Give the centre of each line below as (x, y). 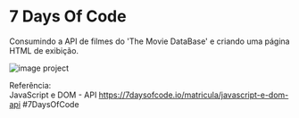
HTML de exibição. (44, 50)
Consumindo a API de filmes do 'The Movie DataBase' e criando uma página (149, 41)
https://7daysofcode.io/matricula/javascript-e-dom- (194, 95)
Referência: (30, 85)
